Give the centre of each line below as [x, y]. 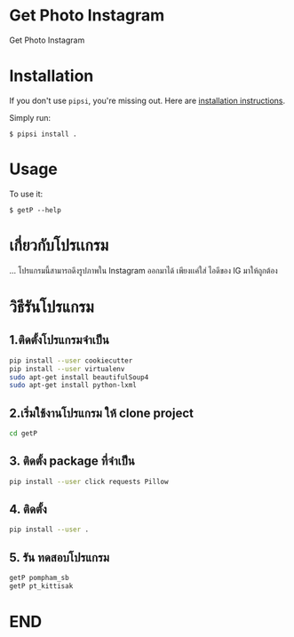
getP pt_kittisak [41, 586]
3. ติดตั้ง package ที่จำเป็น [72, 462]
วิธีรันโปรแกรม [52, 307]
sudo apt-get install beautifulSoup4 [79, 377]
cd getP [24, 434]
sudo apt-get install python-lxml [73, 386]
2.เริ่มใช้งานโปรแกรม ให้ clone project [101, 413]
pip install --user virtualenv [67, 369]
